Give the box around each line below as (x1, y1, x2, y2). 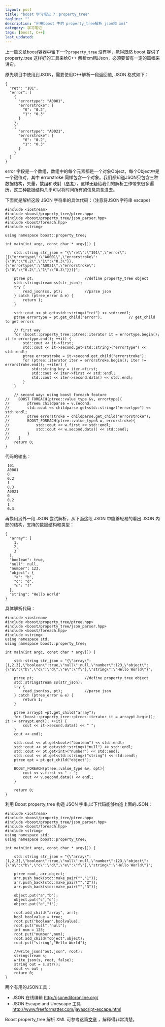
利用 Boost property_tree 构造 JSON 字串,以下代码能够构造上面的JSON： (5, 801, 153, 807)
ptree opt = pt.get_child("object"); (14, 757, 92, 762)
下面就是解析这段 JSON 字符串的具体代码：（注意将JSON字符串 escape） (5, 197, 153, 203)
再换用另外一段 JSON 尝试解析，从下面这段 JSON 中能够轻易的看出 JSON (5, 515, 155, 521)
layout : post (5, 7, 32, 12)
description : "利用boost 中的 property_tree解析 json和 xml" (5, 21, 128, 26)
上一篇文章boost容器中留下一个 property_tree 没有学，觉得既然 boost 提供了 (5, 49, 160, 55)
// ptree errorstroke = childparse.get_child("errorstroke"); (5, 414, 151, 419)
